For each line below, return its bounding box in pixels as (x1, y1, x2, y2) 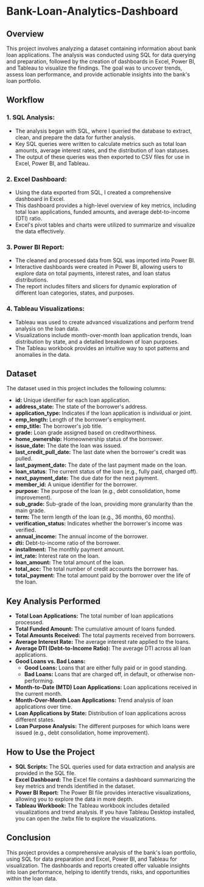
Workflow (6, 95, 44, 105)
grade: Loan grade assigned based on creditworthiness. (15, 429, 157, 436)
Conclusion (6, 833, 51, 843)
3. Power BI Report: (6, 243, 65, 251)
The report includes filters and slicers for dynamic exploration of (15, 283, 177, 290)
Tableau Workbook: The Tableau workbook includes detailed (15, 802, 170, 809)
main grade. (15, 507, 46, 514)
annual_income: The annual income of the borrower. (15, 533, 148, 540)
